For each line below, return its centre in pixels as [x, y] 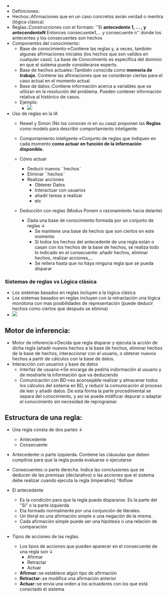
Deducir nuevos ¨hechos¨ [54, 169]
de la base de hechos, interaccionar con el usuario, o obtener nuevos [84, 353]
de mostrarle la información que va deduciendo [69, 375]
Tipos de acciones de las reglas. [46, 536]
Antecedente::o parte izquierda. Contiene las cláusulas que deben [81, 454]
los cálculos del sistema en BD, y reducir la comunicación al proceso [91, 386]
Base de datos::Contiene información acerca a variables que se [86, 86]
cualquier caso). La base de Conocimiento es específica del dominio [91, 59]
